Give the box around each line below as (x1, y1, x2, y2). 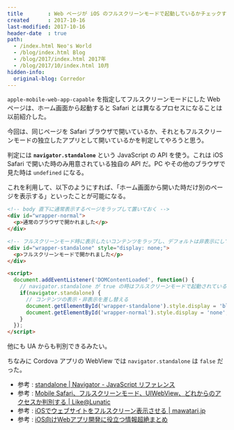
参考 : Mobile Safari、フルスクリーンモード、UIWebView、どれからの (17, 389, 216, 398)
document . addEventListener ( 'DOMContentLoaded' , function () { (13, 276, 195, 283)
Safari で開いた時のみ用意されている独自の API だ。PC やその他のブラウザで (7, 160, 226, 168)
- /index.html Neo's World (13, 43, 92, 50)
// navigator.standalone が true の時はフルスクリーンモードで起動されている (19, 283, 228, 290)
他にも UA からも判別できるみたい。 (7, 342, 111, 350)
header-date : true (7, 29, 68, 37)
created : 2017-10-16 (7, 17, 86, 24)
